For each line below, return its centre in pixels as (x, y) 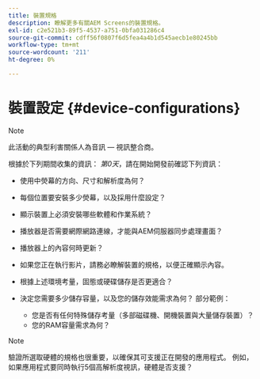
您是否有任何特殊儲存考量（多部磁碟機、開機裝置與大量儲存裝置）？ (143, 315)
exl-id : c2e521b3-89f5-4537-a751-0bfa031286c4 (86, 30)
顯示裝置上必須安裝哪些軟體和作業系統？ (86, 214)
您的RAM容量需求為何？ (71, 324)
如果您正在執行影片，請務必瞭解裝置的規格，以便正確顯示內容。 (124, 264)
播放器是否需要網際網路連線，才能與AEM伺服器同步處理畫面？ (121, 231)
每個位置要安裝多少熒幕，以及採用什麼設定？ (93, 197)
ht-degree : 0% (32, 60)
